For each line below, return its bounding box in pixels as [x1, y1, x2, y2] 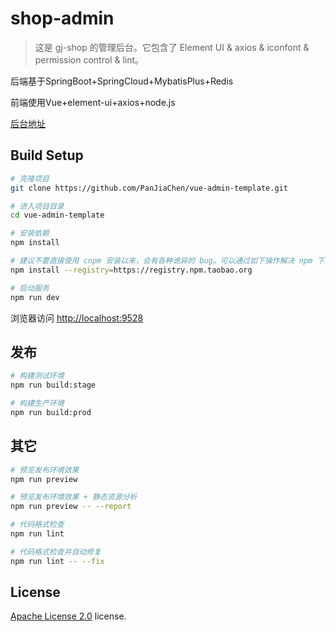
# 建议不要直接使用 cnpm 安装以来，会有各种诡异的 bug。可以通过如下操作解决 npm [10, 256, 313, 266]
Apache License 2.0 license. [10, 610, 127, 622]
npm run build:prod [10, 407, 92, 417]
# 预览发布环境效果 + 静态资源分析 [10, 492, 138, 502]
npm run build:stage [10, 380, 97, 391]
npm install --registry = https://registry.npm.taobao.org [10, 265, 253, 275]
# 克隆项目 [10, 173, 50, 184]
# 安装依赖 [10, 228, 50, 239]
